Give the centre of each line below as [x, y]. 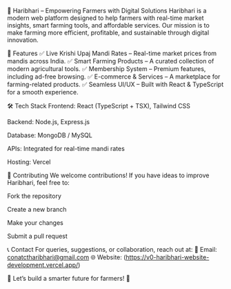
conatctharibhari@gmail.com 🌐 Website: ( [67, 257]
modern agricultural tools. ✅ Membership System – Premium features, [107, 69]
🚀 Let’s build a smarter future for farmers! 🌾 [69, 278]
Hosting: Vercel [29, 162]
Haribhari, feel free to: [39, 182]
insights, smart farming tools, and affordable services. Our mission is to [109, 25]
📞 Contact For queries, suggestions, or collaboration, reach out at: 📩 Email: [112, 249]
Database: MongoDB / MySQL [50, 135]
